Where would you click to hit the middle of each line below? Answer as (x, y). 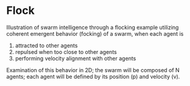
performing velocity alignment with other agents (76, 58)
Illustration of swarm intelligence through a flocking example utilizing (93, 27)
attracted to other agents (46, 45)
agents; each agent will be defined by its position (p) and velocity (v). (93, 76)
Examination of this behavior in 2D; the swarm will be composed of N (93, 70)
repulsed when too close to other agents (66, 51)
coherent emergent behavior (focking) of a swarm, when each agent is (95, 33)
